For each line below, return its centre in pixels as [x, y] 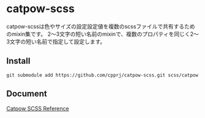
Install [18, 61]
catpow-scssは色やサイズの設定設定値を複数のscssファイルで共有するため [101, 26]
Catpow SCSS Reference [38, 108]
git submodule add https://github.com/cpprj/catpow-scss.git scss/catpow [102, 75]
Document [27, 94]
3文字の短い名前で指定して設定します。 [56, 41]
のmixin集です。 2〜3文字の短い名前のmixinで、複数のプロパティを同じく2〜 [102, 34]
